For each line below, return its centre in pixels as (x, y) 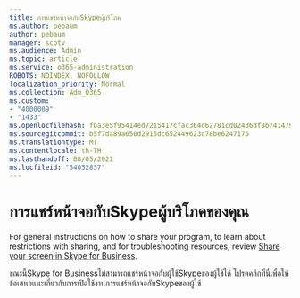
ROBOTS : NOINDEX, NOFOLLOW (59, 76)
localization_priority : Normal (67, 84)
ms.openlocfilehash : (48, 126)
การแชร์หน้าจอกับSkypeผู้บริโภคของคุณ (129, 212)
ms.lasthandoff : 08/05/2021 (62, 159)
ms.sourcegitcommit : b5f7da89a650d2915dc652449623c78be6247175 (129, 134)
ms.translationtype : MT (54, 142)
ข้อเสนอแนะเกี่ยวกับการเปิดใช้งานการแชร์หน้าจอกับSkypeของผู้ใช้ (105, 284)
